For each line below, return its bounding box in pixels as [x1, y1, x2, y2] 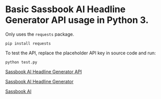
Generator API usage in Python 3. [5, 14, 149, 26]
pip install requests [5, 41, 51, 46]
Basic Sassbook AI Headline [5, 4, 126, 15]
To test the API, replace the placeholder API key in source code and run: [5, 50, 156, 56]
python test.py [5, 59, 38, 64]
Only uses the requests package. [5, 31, 75, 37]
